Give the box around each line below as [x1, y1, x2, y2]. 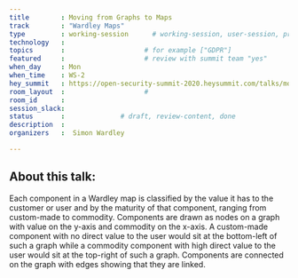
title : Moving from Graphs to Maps [9, 12, 173, 22]
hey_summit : [9, 79, 66, 88]
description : [9, 121, 66, 130]
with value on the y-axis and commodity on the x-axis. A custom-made [9, 221, 269, 232]
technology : [9, 37, 66, 47]
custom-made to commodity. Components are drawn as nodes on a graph [9, 211, 280, 222]
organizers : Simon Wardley [9, 129, 125, 138]
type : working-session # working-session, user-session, [9, 29, 279, 38]
